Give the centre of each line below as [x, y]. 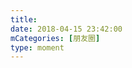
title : [24, 19]
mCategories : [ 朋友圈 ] [55, 38]
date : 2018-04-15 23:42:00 [66, 29]
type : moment [37, 47]
